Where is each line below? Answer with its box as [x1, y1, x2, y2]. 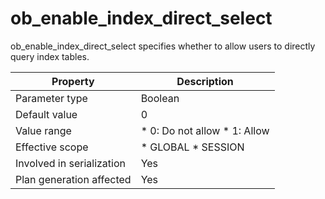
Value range [15, 123, 72, 137]
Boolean [140, 91, 180, 105]
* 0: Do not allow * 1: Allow [140, 123, 270, 137]
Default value [15, 107, 78, 121]
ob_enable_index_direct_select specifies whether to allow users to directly [10, 40, 316, 52]
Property [51, 74, 95, 88]
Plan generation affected [15, 172, 132, 186]
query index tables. [10, 50, 90, 62]
